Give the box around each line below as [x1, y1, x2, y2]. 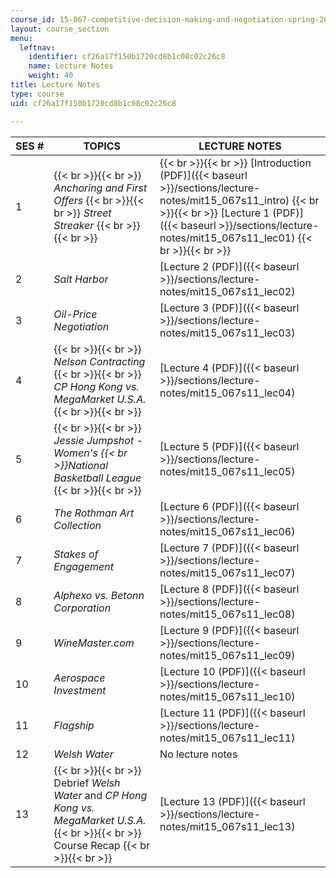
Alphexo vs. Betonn [53, 588, 145, 602]
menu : [10, 33, 33, 43]
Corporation [53, 601, 112, 615]
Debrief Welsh [53, 776, 121, 790]
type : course [10, 89, 65, 99]
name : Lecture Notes [28, 61, 114, 71]
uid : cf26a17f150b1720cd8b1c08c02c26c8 [10, 98, 177, 108]
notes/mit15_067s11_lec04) [159, 386, 296, 400]
